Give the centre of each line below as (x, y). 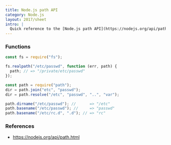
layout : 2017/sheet (26, 19)
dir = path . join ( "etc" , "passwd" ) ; (43, 90)
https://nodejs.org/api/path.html (46, 137)
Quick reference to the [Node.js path (51, 29)
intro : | (15, 24)
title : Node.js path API (32, 10)
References (20, 126)
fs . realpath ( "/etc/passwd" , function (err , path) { (61, 67)
